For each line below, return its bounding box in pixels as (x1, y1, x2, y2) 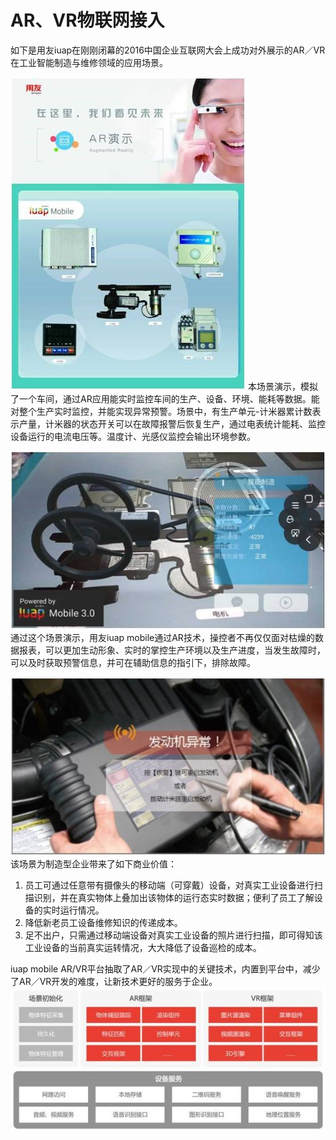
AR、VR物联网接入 (10, 9, 165, 32)
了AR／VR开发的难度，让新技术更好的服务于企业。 (10, 975, 218, 987)
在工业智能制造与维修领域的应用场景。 (10, 56, 168, 68)
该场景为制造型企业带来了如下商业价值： (10, 857, 177, 870)
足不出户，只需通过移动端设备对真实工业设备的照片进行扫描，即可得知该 (24, 929, 323, 941)
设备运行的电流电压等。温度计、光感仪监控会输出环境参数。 (10, 430, 256, 442)
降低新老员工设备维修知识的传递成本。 (24, 916, 183, 928)
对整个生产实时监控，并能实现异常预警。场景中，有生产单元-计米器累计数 (10, 405, 313, 417)
